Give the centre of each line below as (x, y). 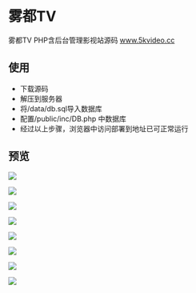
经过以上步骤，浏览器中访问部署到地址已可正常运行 (104, 128)
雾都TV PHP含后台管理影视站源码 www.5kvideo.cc (92, 40)
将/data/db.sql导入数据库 (61, 108)
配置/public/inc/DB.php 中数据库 (73, 118)
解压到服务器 (41, 98)
